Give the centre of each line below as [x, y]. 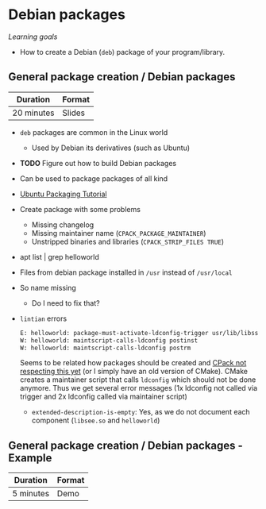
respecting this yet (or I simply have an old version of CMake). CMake [134, 372]
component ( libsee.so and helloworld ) [96, 420]
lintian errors [43, 318]
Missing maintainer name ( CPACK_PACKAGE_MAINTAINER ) [119, 233]
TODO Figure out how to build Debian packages [98, 163]
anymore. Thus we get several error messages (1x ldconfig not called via [139, 388]
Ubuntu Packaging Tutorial [63, 194]
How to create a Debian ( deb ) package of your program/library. [122, 52]
